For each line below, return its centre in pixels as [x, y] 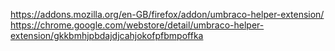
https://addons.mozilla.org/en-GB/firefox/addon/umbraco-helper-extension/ [167, 14]
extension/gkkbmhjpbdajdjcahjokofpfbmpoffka [107, 35]
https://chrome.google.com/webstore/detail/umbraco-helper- [137, 25]
